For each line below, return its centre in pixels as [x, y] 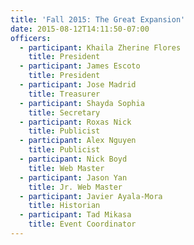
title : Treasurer [64, 94]
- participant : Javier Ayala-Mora [91, 196]
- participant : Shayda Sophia [82, 103]
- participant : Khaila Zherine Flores [100, 47]
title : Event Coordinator [82, 224]
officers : [31, 38]
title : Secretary [64, 112]
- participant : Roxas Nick [75, 122]
